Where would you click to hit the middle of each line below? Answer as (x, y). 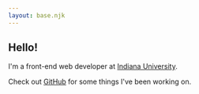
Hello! (23, 48)
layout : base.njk (37, 15)
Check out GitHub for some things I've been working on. (100, 82)
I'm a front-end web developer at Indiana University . (93, 66)
